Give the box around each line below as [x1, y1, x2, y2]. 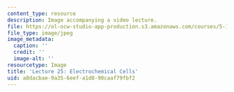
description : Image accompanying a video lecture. [7, 17, 157, 24]
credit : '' [13, 49, 45, 56]
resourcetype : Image [7, 62, 68, 68]
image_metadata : [7, 36, 54, 43]
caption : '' [13, 42, 49, 49]
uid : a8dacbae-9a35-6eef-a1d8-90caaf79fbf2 [7, 74, 136, 82]
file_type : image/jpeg [7, 29, 73, 37]
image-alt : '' [13, 55, 54, 62]
